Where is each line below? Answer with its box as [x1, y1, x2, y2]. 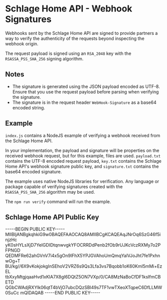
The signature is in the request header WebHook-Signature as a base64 [12, 99, 157, 105]
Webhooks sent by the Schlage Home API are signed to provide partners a [5, 30, 158, 36]
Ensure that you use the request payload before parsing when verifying [12, 88, 159, 95]
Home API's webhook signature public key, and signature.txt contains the [5, 163, 159, 169]
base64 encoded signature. [5, 168, 62, 175]
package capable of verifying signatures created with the [5, 183, 123, 190]
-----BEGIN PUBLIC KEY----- [5, 226, 65, 232]
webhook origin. [5, 40, 39, 46]
